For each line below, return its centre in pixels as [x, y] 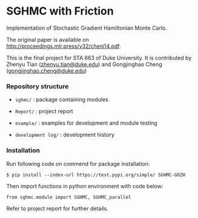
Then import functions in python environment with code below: [85, 186]
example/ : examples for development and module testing [86, 123]
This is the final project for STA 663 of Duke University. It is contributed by [99, 58]
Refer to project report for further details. [58, 208]
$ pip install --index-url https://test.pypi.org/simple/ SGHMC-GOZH [96, 175]
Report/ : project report [44, 111]
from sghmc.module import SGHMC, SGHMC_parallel [69, 197]
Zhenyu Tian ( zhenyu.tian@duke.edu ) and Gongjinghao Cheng [84, 64]
